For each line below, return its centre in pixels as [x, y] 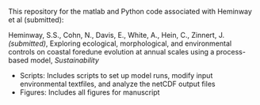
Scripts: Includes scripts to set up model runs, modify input [116, 75]
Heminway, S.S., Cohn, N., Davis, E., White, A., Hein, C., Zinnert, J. [116, 35]
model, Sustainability [65, 60]
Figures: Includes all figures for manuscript [90, 92]
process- [231, 52]
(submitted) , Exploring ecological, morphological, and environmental [120, 43]
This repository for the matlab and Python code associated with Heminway [130, 11]
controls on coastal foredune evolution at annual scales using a [111, 52]
